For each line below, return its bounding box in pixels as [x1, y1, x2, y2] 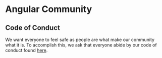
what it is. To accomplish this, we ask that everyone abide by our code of [5, 42, 157, 48]
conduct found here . [5, 47, 48, 53]
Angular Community [5, 3, 92, 15]
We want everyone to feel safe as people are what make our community [5, 36, 155, 42]
